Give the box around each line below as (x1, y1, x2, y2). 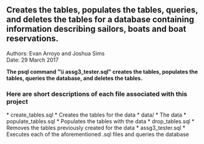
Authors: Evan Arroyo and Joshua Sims (6, 49, 105, 57)
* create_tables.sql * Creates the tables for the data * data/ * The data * (6, 111, 187, 118)
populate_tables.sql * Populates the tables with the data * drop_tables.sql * (6, 118, 195, 125)
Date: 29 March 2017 (6, 56, 59, 63)
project (6, 97, 29, 106)
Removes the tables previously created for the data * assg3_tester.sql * (6, 124, 186, 132)
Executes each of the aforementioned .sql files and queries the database (6, 131, 189, 138)
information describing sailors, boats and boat (6, 24, 186, 34)
